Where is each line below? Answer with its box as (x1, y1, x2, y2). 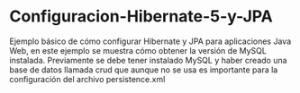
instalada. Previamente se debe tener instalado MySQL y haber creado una (9, 55, 287, 65)
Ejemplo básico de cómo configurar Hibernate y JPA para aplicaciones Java (9, 36, 292, 46)
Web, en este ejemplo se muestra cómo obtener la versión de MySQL (9, 45, 268, 55)
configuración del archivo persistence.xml (9, 73, 166, 84)
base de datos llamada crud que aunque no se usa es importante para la (9, 64, 278, 75)
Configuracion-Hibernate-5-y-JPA (9, 6, 273, 27)
